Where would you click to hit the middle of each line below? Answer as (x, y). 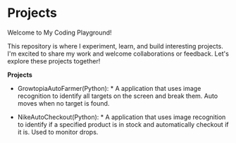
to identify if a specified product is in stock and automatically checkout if (123, 124)
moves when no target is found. (63, 103)
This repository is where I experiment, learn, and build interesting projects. (115, 46)
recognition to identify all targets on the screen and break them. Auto (118, 96)
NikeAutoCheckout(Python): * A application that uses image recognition (122, 117)
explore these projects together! (54, 61)
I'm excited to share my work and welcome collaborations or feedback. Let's (118, 54)
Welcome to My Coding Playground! (60, 32)
